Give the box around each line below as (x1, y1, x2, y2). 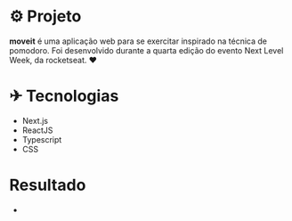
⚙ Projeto (9, 6, 82, 27)
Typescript (21, 134, 62, 144)
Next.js (21, 115, 49, 126)
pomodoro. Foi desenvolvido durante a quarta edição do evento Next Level (9, 45, 284, 55)
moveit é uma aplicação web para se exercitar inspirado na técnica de (9, 36, 267, 46)
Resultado (9, 176, 86, 195)
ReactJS (21, 125, 53, 135)
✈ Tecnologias (9, 86, 119, 106)
